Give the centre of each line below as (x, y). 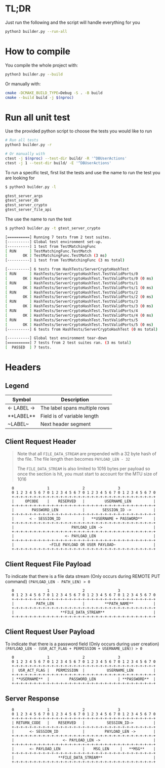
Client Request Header (41, 442)
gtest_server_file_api (28, 210)
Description (75, 400)
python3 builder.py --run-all (36, 31)
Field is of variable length (69, 416)
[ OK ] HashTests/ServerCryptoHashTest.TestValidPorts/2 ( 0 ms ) (79, 297)
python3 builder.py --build (34, 74)
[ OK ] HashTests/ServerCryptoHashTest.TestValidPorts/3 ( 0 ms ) (79, 306)
